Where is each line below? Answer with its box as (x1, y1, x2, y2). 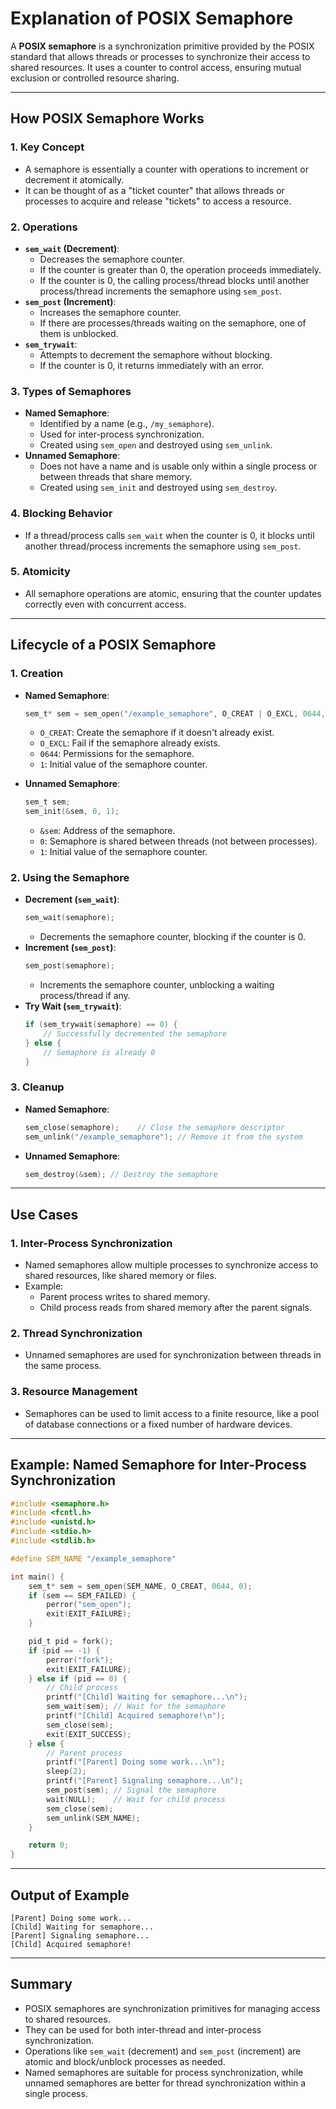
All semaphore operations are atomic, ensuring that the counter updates (24, 587, 322, 599)
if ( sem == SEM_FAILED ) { (28, 1590, 137, 1601)
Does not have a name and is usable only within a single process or (39, 460, 318, 472)
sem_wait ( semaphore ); (24, 913, 116, 923)
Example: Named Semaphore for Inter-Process (10, 1457, 307, 1474)
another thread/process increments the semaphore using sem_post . (24, 540, 302, 552)
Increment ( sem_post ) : (24, 942, 117, 954)
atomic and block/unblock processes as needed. (24, 2055, 226, 2067)
